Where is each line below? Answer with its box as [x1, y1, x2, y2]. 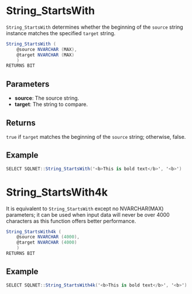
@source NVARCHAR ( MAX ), [16, 46, 77, 52]
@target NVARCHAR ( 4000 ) [16, 240, 77, 245]
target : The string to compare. [14, 101, 88, 108]
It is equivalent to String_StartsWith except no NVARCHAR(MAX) [6, 205, 164, 212]
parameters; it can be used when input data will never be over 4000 [6, 211, 170, 218]
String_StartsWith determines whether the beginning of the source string [6, 23, 183, 30]
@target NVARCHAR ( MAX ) [16, 52, 75, 58]
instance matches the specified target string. [6, 29, 116, 36]
